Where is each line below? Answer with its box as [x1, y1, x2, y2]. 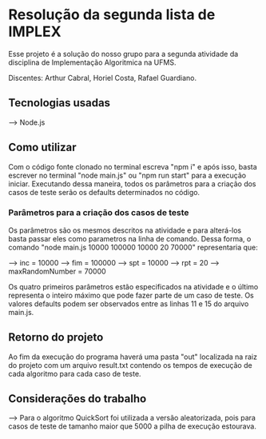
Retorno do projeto [8, 330, 104, 345]
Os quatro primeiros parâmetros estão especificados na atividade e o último [8, 281, 259, 291]
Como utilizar [8, 141, 77, 154]
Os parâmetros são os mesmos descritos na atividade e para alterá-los [8, 225, 242, 235]
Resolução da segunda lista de [8, 6, 216, 24]
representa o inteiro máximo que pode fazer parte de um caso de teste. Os [8, 290, 254, 300]
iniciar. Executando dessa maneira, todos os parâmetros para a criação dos [8, 178, 257, 189]
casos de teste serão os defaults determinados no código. [8, 187, 200, 197]
